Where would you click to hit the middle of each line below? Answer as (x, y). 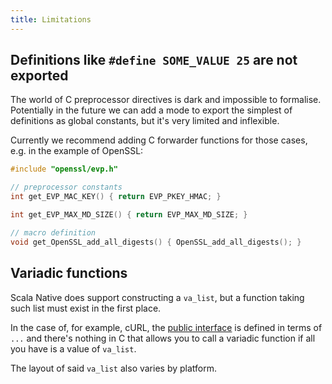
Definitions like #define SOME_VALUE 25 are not (154, 60)
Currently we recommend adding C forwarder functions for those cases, (159, 140)
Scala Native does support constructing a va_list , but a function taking (157, 297)
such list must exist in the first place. (86, 308)
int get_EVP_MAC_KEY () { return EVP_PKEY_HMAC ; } (116, 197)
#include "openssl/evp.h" (64, 169)
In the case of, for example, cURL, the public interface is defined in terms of (166, 327)
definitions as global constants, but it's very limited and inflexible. (145, 121)
